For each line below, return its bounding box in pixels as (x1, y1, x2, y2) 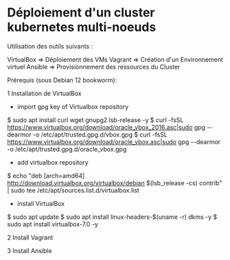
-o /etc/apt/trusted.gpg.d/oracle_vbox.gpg (7, 145, 127, 153)
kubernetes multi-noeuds (7, 19, 157, 35)
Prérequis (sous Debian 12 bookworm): (7, 75, 117, 84)
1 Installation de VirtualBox (7, 89, 82, 97)
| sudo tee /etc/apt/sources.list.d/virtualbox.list (7, 186, 139, 194)
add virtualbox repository (16, 158, 89, 166)
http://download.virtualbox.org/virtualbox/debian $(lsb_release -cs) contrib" (7, 178, 222, 187)
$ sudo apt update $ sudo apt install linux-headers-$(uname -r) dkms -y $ (7, 213, 218, 221)
